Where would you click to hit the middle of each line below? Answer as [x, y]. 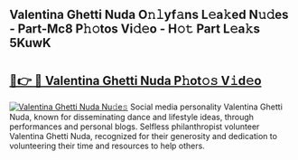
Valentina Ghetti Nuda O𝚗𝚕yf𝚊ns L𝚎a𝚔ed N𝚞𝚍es [149, 15]
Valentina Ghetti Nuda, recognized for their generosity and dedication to [144, 136]
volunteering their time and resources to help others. [107, 146]
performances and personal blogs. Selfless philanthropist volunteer [135, 127]
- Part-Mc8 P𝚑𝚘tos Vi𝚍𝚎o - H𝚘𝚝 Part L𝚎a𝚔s [135, 29]
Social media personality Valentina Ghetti [206, 107]
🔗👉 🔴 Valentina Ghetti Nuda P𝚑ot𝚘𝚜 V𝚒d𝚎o [135, 80]
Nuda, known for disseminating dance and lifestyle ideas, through [132, 117]
